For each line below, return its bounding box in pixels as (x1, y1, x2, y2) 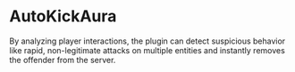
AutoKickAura (9, 6, 117, 27)
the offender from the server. (9, 54, 116, 65)
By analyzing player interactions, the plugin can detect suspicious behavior (9, 36, 286, 46)
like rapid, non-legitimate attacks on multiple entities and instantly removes (9, 44, 286, 55)
